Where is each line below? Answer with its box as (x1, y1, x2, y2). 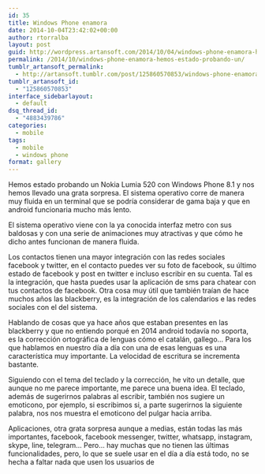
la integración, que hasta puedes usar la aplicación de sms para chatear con (8, 278, 256, 287)
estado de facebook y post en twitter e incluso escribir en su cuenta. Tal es (8, 269, 253, 278)
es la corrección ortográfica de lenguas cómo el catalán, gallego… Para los (8, 334, 252, 344)
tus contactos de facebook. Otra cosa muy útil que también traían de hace (8, 286, 250, 296)
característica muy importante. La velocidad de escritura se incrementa (8, 352, 241, 361)
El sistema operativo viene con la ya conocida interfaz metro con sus (8, 220, 233, 230)
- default (15, 99, 47, 107)
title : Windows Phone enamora (8, 19, 108, 27)
